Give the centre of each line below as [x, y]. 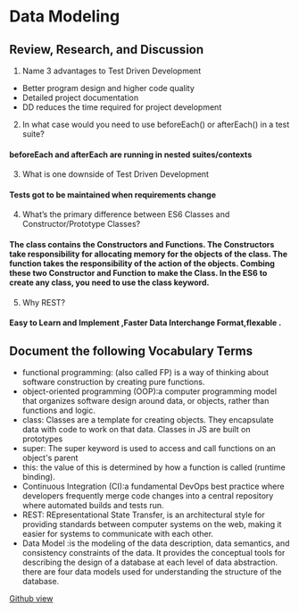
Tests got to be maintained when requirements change [113, 195]
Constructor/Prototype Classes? [81, 224]
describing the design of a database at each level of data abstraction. [150, 562]
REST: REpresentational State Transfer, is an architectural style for [143, 515]
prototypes [42, 439]
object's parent [50, 458]
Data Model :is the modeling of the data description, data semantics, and [156, 543]
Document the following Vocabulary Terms [131, 351]
